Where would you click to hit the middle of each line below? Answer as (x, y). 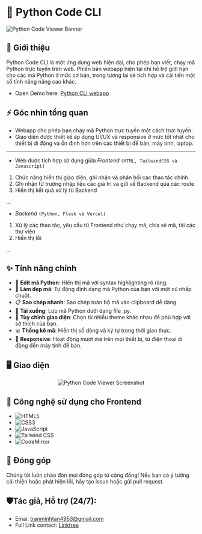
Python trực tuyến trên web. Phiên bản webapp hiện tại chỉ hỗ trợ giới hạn (97, 69)
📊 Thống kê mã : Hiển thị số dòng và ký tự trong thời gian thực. (93, 331)
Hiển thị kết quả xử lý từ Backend (56, 190)
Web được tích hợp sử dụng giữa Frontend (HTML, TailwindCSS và (96, 160)
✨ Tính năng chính (41, 268)
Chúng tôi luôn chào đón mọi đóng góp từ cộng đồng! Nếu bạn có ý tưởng (98, 475)
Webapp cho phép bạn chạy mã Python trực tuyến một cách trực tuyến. (104, 130)
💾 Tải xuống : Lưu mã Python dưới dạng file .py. (73, 311)
